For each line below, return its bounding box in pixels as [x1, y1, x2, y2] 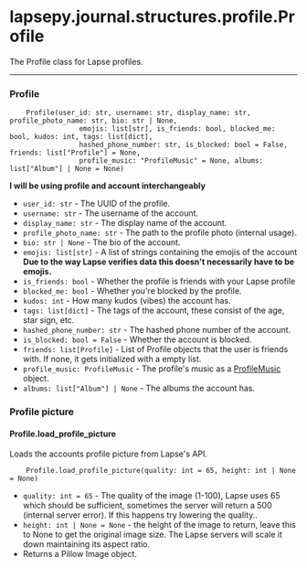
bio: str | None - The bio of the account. [22, 237, 181, 248]
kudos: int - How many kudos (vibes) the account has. [22, 295, 231, 306]
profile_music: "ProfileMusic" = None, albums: [79, 156, 263, 166]
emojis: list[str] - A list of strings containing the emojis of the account [22, 247, 298, 258]
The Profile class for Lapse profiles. [9, 56, 143, 67]
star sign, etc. [22, 315, 75, 326]
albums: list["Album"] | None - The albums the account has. [22, 382, 256, 394]
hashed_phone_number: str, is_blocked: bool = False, [79, 140, 288, 150]
